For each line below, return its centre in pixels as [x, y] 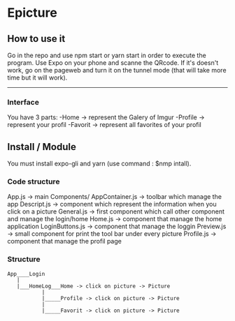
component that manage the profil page [65, 241]
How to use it [36, 39]
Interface [23, 102]
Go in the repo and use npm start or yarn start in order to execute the [107, 55]
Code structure [34, 181]
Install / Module [42, 147]
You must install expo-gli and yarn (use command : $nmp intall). [99, 164]
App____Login [26, 274]
